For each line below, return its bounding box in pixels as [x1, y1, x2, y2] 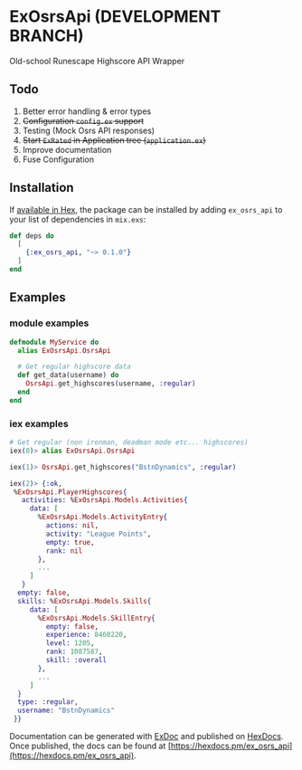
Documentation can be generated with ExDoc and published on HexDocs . [9, 731, 284, 742]
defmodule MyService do [9, 337, 99, 347]
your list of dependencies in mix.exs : [9, 214, 146, 224]
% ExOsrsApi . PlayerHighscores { [13, 487, 127, 497]
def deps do [9, 231, 54, 241]
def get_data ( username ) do [17, 371, 119, 380]
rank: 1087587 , [45, 647, 103, 657]
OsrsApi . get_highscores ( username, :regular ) [25, 379, 196, 388]
